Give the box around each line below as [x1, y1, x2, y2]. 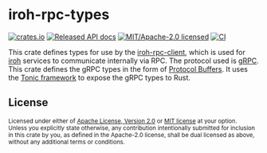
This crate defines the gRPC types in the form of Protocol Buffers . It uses [8, 64, 249, 73]
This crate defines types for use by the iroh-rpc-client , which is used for [8, 47, 245, 57]
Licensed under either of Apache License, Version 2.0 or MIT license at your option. [8, 117, 238, 125]
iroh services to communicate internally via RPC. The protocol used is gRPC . [8, 56, 259, 65]
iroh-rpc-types [8, 6, 110, 24]
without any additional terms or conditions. [8, 138, 125, 146]
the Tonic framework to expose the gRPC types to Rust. [8, 73, 191, 82]
